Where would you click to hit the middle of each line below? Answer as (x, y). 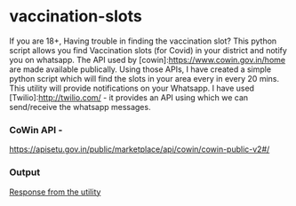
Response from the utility (55, 192)
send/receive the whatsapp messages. (80, 107)
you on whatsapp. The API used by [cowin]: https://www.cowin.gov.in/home (148, 59)
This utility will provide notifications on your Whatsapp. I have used (132, 88)
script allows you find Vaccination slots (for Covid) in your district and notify (148, 50)
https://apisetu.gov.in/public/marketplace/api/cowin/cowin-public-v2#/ (140, 149)
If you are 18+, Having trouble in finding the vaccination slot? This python (143, 41)
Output (25, 172)
